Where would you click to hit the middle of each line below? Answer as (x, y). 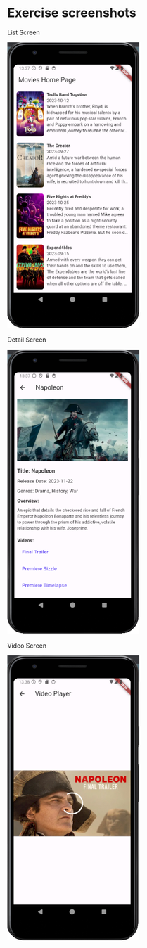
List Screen (24, 32)
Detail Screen (27, 340)
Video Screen (27, 646)
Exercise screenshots (72, 13)
